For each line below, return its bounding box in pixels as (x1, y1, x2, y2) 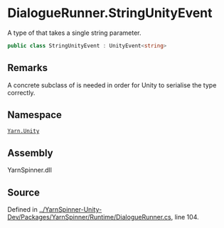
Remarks (7, 62, 48, 74)
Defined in (7, 205, 38, 214)
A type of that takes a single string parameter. (7, 28, 142, 37)
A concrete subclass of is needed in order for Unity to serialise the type (7, 80, 217, 89)
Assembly (7, 147, 53, 159)
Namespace (7, 109, 63, 121)
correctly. (7, 88, 36, 97)
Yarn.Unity (7, 128, 40, 135)
